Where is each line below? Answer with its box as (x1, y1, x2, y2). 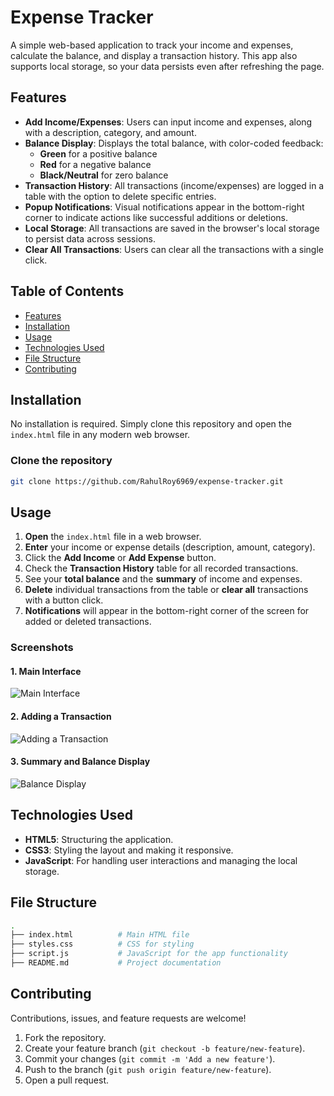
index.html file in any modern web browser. (10, 429, 191, 441)
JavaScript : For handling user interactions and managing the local (24, 854, 298, 866)
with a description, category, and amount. (24, 126, 197, 138)
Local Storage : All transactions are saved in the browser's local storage (24, 222, 320, 234)
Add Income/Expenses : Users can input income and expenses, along (24, 116, 313, 128)
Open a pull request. (24, 1074, 110, 1086)
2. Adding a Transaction (10, 711, 112, 723)
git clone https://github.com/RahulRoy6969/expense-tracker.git (10, 476, 284, 486)
